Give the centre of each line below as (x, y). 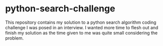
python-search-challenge (60, 9)
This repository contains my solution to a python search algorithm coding (81, 22)
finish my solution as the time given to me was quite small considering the (81, 33)
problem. (15, 38)
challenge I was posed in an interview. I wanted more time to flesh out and (82, 27)
